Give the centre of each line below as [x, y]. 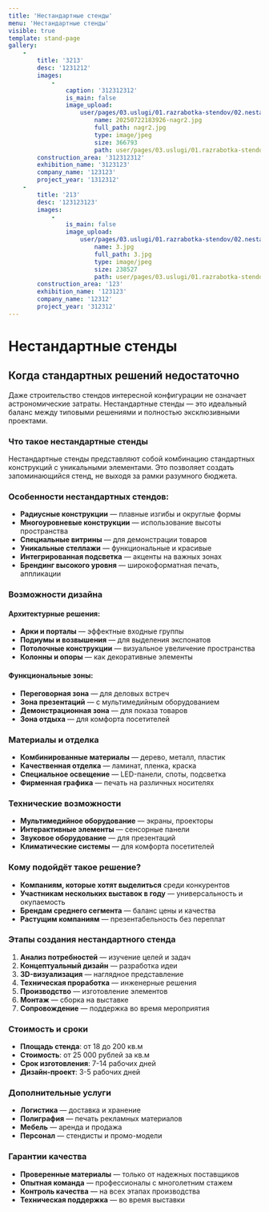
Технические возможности [65, 803]
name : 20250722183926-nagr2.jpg [148, 120]
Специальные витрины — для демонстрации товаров [113, 540]
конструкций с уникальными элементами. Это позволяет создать [121, 468]
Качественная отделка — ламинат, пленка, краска [108, 765]
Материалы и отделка [54, 740]
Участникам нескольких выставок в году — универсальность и [131, 893]
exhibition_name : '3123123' [84, 165]
